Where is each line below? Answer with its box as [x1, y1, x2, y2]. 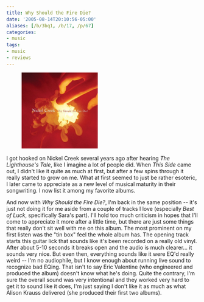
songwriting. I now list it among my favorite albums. [6, 187, 136, 194]
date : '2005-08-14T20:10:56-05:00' [6, 16, 97, 22]
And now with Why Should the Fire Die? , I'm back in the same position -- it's [6, 198, 197, 206]
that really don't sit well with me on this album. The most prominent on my [6, 224, 192, 232]
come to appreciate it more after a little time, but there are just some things [6, 218, 194, 225]
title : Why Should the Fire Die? [6, 10, 91, 16]
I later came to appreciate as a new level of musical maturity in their [6, 180, 176, 188]
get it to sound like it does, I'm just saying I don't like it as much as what [6, 283, 186, 290]
